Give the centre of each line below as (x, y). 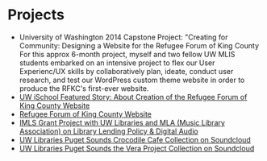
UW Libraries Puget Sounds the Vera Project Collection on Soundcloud (137, 148)
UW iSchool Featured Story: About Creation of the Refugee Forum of (133, 97)
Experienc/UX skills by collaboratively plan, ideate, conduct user (126, 71)
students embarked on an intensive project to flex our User (117, 63)
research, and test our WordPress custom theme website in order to (132, 80)
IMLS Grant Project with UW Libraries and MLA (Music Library (122, 122)
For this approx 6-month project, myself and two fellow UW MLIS (127, 54)
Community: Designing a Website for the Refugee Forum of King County (139, 45)
